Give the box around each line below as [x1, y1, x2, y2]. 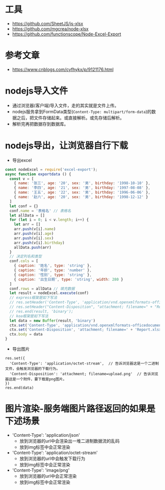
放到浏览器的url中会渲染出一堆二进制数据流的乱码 [19, 438, 120, 444]
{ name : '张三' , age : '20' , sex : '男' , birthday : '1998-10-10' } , [14, 181, 151, 186]
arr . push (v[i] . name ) [14, 227, 56, 231]
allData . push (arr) [14, 245, 52, 250]
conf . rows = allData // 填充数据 [9, 286, 75, 291]
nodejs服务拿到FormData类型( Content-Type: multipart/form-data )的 [12, 108, 152, 114]
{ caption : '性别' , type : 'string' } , [14, 272, 92, 277]
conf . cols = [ [9, 259, 38, 263]
